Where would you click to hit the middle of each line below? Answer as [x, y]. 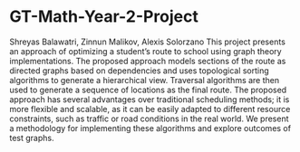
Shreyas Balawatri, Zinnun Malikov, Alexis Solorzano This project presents [147, 42]
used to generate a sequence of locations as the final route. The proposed [148, 90]
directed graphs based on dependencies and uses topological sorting [139, 71]
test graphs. [32, 138]
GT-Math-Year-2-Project [104, 17]
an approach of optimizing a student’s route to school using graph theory [146, 51]
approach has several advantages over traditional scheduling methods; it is [150, 99]
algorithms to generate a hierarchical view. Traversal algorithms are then [145, 80]
